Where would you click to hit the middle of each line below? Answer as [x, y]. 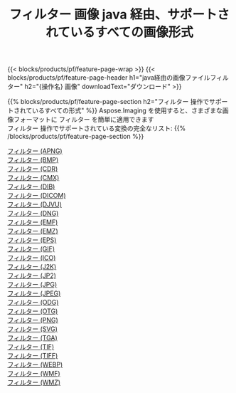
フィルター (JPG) [32, 285]
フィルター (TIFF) [33, 356]
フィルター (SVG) [33, 329]
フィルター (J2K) [32, 267]
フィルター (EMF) [33, 222]
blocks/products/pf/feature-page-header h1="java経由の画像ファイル [109, 78]
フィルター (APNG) [35, 151]
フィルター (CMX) [33, 178]
